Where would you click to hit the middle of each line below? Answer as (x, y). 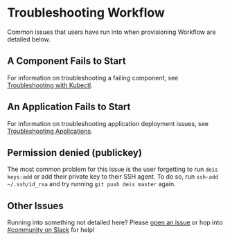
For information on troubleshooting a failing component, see (93, 78)
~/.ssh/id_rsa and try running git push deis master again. (91, 184)
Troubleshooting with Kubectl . (50, 85)
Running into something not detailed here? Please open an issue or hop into (115, 222)
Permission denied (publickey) (74, 153)
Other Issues (35, 206)
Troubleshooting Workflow (86, 13)
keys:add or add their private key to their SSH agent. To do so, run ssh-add (113, 177)
